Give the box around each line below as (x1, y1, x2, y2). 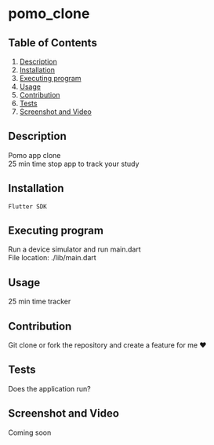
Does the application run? (8, 384, 92, 393)
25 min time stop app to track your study (8, 159, 140, 168)
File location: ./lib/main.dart (8, 253, 96, 263)
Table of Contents (8, 36, 98, 50)
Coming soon (8, 428, 52, 437)
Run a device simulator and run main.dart (8, 245, 141, 254)
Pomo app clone (8, 150, 61, 160)
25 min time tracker (8, 296, 71, 307)
